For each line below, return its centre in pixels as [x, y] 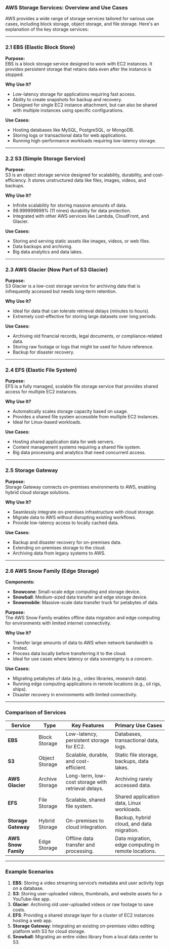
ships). [19, 689]
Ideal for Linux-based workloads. [47, 422]
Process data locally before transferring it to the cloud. [70, 654]
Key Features [88, 726]
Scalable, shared [85, 800]
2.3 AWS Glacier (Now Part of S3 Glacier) [57, 269]
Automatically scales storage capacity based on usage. [70, 411]
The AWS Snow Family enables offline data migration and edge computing [83, 618]
